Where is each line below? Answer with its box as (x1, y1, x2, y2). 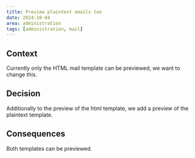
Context (6, 48, 38, 58)
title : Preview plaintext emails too (6, 9, 102, 15)
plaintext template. (6, 111, 53, 118)
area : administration (6, 20, 62, 26)
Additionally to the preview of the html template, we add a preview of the (6, 105, 189, 112)
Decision (6, 89, 41, 99)
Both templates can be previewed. (6, 145, 93, 152)
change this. (6, 71, 38, 78)
